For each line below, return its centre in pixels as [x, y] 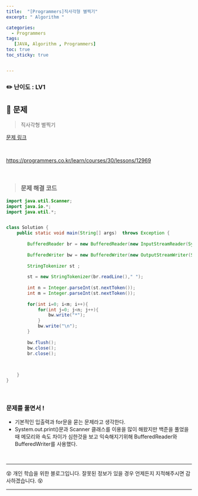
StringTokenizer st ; [54, 266]
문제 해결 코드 [39, 188]
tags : [13, 39]
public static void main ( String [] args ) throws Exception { [93, 233]
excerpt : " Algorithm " [35, 17]
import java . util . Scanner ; [39, 201]
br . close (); [42, 354]
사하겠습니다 [21, 481]
